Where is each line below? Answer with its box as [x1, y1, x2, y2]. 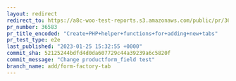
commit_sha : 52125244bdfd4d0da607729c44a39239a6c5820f [6, 50, 171, 57]
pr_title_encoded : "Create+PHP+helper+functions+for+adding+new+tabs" [6, 30, 218, 37]
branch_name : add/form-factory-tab [6, 63, 111, 70]
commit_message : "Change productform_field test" [6, 56, 156, 63]
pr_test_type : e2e [6, 37, 61, 44]
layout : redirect [6, 10, 58, 18]
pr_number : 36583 [6, 23, 58, 30]
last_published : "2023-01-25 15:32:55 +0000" [6, 43, 142, 50]
